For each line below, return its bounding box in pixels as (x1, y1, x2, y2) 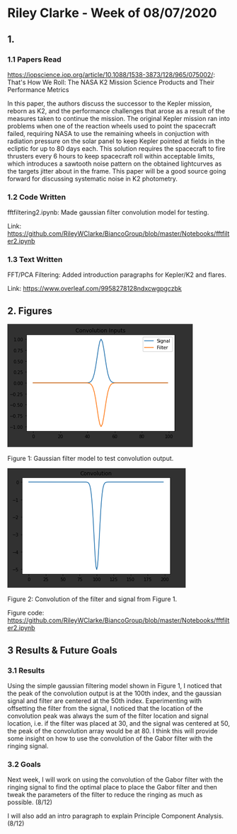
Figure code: (7, 609, 45, 617)
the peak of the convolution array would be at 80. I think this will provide (7, 726, 218, 735)
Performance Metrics (7, 85, 69, 93)
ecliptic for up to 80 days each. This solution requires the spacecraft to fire (7, 144, 226, 153)
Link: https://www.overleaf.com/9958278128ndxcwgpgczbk (7, 285, 182, 293)
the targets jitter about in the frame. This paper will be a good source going (7, 166, 226, 175)
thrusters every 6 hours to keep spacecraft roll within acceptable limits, (7, 152, 215, 160)
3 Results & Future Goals (7, 644, 118, 656)
